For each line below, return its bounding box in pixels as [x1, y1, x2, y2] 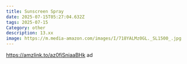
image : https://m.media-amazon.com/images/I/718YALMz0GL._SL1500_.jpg [6, 35, 182, 41]
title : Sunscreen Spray [6, 8, 64, 15]
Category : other [6, 24, 46, 31]
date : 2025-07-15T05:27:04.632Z [6, 14, 85, 20]
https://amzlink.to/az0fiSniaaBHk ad [6, 52, 93, 58]
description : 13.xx [6, 30, 54, 36]
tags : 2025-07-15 [6, 19, 49, 25]
